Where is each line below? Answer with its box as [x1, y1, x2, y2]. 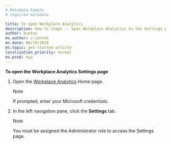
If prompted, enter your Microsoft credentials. [12, 98, 108, 104]
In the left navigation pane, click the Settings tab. [12, 108, 116, 114]
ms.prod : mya [5, 54, 33, 60]
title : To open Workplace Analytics [5, 21, 83, 26]
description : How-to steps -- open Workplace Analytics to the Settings [5, 26, 163, 31]
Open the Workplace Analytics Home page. [12, 78, 104, 84]
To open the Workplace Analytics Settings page [5, 68, 108, 74]
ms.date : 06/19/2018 [5, 40, 49, 46]
